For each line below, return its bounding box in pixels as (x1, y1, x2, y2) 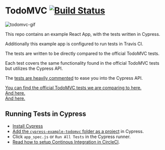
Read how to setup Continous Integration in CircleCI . (12, 139, 120, 145)
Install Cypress (12, 123, 43, 129)
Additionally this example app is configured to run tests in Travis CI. (5, 40, 143, 47)
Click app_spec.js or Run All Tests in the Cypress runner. (12, 134, 131, 140)
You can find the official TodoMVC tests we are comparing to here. (5, 85, 142, 91)
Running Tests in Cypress (5, 110, 86, 118)
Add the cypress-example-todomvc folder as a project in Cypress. (12, 128, 144, 134)
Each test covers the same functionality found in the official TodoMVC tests (5, 60, 160, 66)
